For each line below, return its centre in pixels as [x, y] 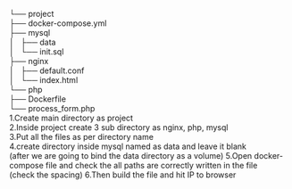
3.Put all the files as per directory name [82, 137]
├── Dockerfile [38, 99]
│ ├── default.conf [47, 70]
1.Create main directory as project [71, 118]
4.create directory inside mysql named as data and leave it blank [128, 146]
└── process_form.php [52, 108]
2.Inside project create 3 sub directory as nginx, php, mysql [119, 127]
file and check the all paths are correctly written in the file [152, 165]
